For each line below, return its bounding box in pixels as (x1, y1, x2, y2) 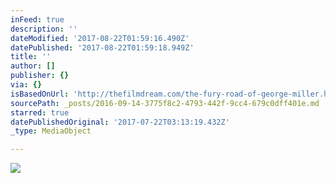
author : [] (10, 61, 56, 71)
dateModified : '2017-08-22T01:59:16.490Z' (10, 33, 190, 43)
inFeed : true (10, 14, 65, 25)
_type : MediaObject (10, 126, 92, 136)
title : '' (10, 52, 52, 62)
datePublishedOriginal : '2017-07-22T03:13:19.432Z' (10, 117, 230, 127)
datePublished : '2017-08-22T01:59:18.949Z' (10, 42, 195, 53)
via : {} (10, 80, 43, 90)
